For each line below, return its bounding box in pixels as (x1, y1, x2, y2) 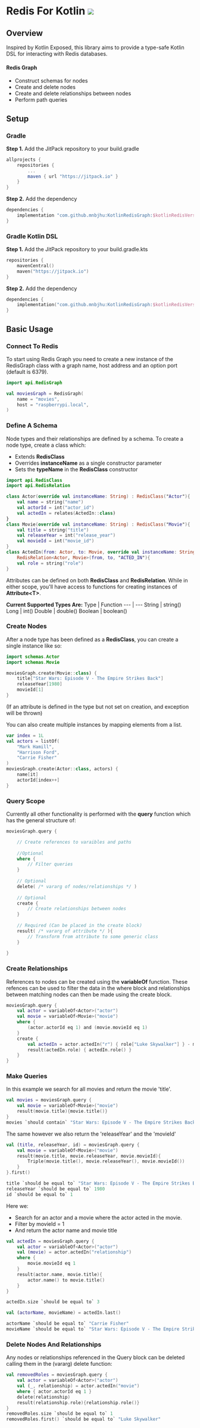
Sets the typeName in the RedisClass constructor (14, 465, 138, 473)
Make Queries (6, 1072, 48, 1081)
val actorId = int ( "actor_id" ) (17, 505, 95, 511)
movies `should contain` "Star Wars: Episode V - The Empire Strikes (6, 1119, 183, 1125)
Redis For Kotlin (6, 4, 86, 18)
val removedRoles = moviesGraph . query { (6, 1372, 108, 1378)
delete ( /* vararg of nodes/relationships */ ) (17, 883, 137, 889)
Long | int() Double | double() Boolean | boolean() (6, 607, 127, 614)
